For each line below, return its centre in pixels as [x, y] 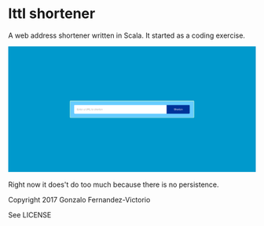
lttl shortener [52, 14]
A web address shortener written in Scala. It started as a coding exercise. [127, 35]
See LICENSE [30, 215]
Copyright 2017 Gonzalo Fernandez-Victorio [79, 200]
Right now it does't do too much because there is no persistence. [114, 184]
